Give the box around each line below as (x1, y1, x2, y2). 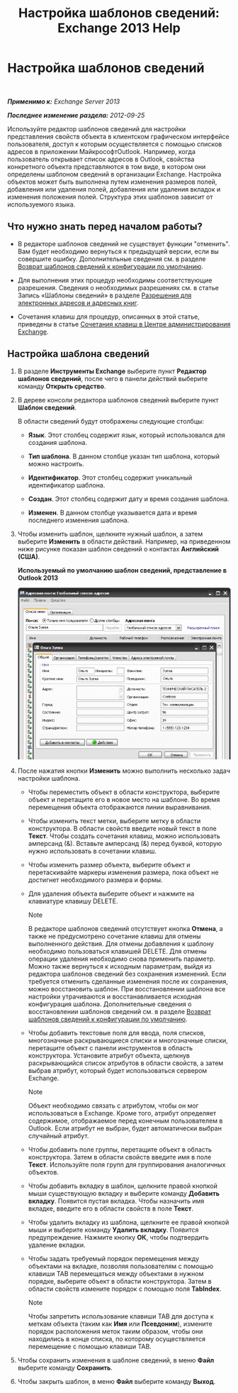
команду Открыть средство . (17, 382, 106, 390)
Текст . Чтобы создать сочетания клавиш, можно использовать (28, 832, 221, 840)
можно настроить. (28, 459, 85, 468)
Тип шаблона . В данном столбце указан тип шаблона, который (28, 452, 220, 461)
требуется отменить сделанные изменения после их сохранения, (28, 977, 228, 986)
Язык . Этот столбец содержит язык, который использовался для (28, 431, 225, 439)
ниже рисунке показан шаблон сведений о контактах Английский (17, 544, 220, 553)
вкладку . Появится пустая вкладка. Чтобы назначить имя (28, 1197, 205, 1206)
